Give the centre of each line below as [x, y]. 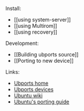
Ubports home [31, 83]
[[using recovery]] [35, 32]
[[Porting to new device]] [43, 61]
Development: [22, 43]
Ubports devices [34, 89]
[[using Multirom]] [35, 26]
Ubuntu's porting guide [41, 102]
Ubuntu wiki [28, 96]
